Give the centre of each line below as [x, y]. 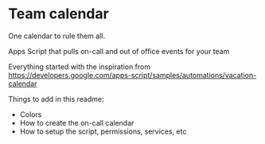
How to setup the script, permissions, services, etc [103, 131]
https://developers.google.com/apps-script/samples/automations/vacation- [132, 75]
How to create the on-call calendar [77, 123]
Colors [31, 114]
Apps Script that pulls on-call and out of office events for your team [119, 51]
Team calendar [58, 14]
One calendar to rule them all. [57, 36]
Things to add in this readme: [57, 99]
